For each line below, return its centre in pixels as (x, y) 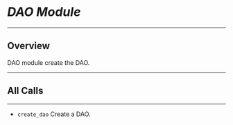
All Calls (25, 91)
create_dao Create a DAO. (54, 114)
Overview (29, 46)
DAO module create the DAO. (49, 62)
